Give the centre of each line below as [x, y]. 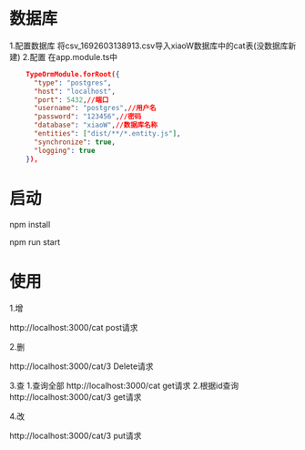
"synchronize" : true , [75, 142]
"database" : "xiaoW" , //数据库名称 [95, 125]
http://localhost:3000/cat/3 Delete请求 [81, 366]
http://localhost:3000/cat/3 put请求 [76, 436]
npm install [30, 224]
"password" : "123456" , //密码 [87, 117]
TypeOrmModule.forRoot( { [73, 74]
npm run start [35, 241]
